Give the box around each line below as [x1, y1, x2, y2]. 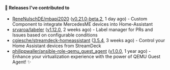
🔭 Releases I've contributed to [5, 5, 70, 11]
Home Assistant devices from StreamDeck [12, 43, 101, 49]
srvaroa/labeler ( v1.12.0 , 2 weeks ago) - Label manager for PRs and [12, 26, 153, 33]
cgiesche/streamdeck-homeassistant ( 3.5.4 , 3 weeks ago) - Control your [12, 38, 165, 44]
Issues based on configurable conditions [12, 32, 98, 38]
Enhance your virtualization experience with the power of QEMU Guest [12, 54, 161, 60]
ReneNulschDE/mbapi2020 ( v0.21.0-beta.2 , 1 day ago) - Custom [12, 16, 148, 22]
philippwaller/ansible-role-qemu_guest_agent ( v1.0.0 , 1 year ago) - [12, 48, 151, 54]
